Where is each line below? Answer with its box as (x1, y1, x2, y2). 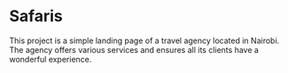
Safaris (9, 6, 64, 26)
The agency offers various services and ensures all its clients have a (9, 44, 260, 55)
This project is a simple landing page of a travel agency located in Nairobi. (9, 35, 280, 46)
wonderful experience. (9, 54, 92, 64)
